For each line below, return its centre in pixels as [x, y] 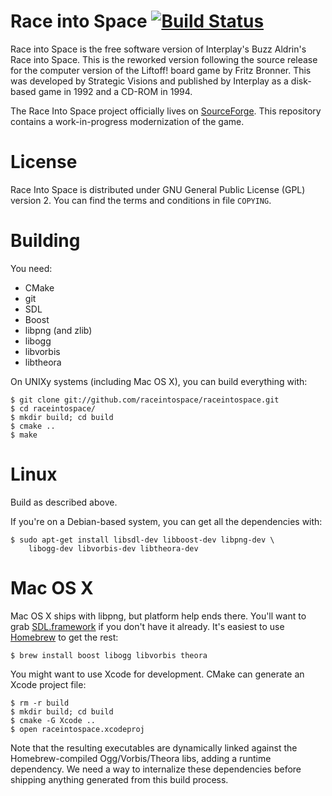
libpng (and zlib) [58, 330]
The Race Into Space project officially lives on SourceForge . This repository [166, 111]
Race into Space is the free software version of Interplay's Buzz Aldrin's [158, 49]
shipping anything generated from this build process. [119, 779]
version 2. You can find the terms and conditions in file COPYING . [141, 200]
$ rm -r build [40, 703]
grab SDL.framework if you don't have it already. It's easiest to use [147, 626]
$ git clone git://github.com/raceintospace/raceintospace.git [145, 400]
